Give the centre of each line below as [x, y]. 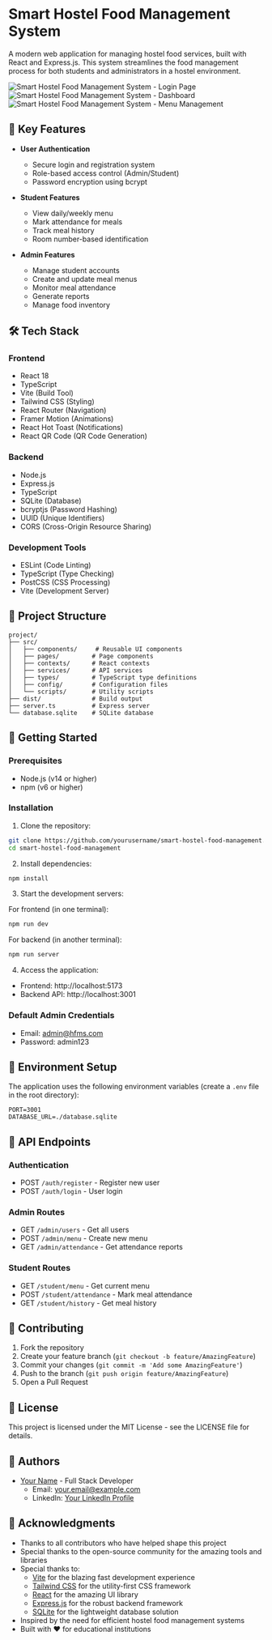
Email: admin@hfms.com [62, 1033]
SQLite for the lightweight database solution [106, 1612]
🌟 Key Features [47, 129]
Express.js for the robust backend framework [108, 1603]
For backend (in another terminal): [66, 939]
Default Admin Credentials [62, 1016]
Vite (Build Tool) [47, 393]
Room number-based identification [90, 239]
